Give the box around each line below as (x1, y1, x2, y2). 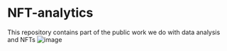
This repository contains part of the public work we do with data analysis (7, 28, 221, 36)
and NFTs (7, 35, 35, 43)
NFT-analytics (7, 5, 94, 21)
